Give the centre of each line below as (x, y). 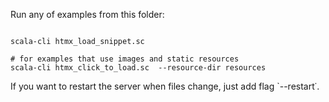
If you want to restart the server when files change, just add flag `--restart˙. (165, 86)
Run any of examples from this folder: (87, 14)
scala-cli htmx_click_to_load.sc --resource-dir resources (138, 68)
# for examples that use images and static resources (125, 59)
